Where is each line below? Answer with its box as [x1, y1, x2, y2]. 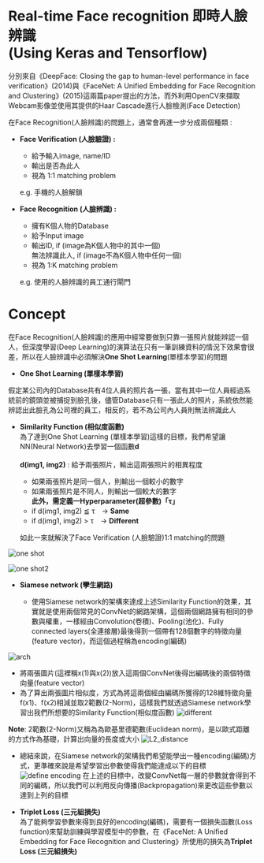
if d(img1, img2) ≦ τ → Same [31, 506, 130, 515]
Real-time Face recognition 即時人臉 [8, 7, 248, 25]
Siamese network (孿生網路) [19, 580, 113, 590]
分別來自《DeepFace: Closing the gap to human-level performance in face [8, 71, 250, 80]
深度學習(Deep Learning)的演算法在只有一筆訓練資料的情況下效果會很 [28, 342, 255, 352]
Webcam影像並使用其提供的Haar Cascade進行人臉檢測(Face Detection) [8, 100, 241, 110]
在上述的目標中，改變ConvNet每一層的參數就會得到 [82, 770, 250, 780]
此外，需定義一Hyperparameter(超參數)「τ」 [31, 496, 180, 505]
